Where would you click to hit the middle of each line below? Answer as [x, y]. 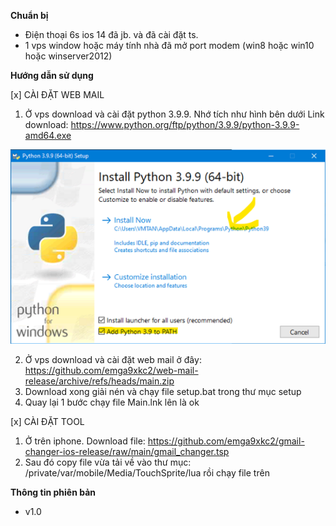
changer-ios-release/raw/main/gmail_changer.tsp [127, 451]
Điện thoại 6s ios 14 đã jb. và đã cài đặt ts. [111, 34]
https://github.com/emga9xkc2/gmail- [226, 441]
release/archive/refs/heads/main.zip [99, 381]
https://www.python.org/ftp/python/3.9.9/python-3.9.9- [185, 124]
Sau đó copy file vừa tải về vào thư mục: [108, 462]
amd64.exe [48, 135]
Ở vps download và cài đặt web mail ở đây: [113, 359]
